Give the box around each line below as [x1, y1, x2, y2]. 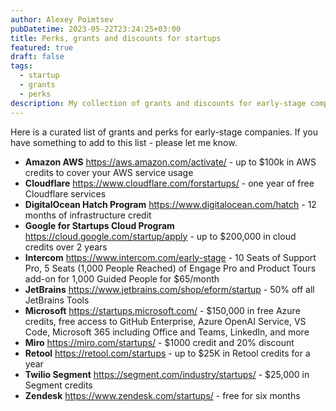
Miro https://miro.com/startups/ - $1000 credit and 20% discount [24, 336, 295, 348]
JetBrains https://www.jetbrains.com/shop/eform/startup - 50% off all [24, 283, 315, 295]
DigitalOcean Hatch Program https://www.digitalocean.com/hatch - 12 [24, 198, 317, 210]
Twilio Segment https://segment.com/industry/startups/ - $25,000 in [24, 368, 310, 380]
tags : [10, 61, 33, 71]
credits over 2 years [24, 241, 108, 253]
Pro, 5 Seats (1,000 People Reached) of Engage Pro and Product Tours [24, 262, 317, 274]
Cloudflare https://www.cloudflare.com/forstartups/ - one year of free [24, 177, 315, 189]
